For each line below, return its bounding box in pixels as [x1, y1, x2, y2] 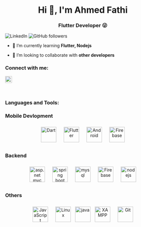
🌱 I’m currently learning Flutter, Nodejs [12, 43, 92, 49]
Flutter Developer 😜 [58, 22, 107, 29]
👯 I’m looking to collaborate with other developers [12, 52, 115, 58]
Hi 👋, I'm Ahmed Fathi [37, 4, 128, 16]
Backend [5, 152, 27, 159]
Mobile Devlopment [5, 112, 53, 119]
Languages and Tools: [5, 99, 59, 106]
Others [5, 192, 22, 199]
